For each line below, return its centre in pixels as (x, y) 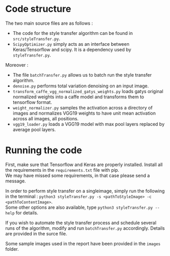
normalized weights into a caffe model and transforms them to (78, 97)
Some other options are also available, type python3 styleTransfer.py (79, 207)
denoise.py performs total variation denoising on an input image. (81, 86)
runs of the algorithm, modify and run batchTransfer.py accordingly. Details (85, 228)
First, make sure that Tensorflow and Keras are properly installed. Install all (84, 164)
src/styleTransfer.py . (36, 39)
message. (16, 181)
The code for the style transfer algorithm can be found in (73, 33)
